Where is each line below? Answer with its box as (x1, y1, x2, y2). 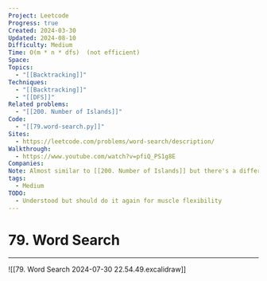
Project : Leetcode (8, 11, 69, 20)
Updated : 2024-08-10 (8, 33, 77, 42)
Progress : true (8, 19, 59, 27)
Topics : (8, 64, 34, 72)
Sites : (8, 130, 30, 138)
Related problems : (8, 100, 69, 108)
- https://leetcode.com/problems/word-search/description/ (15, 137, 215, 146)
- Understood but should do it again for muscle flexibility (15, 197, 222, 205)
